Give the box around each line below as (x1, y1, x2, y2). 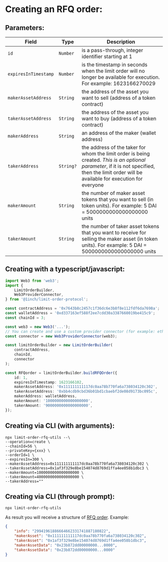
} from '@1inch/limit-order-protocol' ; (5, 297, 88, 302)
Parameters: (5, 24, 44, 32)
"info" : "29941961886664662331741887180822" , (14, 529, 111, 534)
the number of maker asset (81, 190, 145, 197)
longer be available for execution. (81, 74, 160, 81)
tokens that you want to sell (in (81, 196, 153, 203)
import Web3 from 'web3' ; (5, 278, 59, 283)
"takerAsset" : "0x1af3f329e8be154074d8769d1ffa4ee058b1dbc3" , (14, 538, 146, 543)
